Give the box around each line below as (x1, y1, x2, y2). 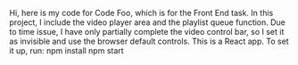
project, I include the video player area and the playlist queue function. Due (9, 17, 286, 28)
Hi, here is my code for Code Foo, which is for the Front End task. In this (9, 8, 274, 18)
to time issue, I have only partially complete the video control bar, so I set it (9, 27, 285, 37)
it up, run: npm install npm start (9, 45, 124, 56)
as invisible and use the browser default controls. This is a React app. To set (9, 36, 289, 46)
